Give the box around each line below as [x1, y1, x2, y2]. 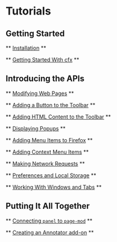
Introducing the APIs [5, 74, 85, 84]
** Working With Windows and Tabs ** [5, 183, 102, 191]
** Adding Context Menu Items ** [5, 148, 89, 155]
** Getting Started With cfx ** [5, 56, 80, 63]
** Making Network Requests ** [5, 160, 85, 167]
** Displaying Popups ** [5, 125, 66, 132]
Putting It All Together [5, 201, 90, 211]
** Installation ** [5, 44, 46, 51]
